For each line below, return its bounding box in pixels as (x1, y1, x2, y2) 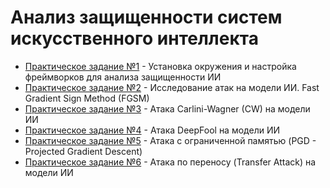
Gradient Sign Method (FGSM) (24, 92, 150, 104)
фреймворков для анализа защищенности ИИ (24, 71, 222, 83)
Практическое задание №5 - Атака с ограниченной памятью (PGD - (24, 134, 317, 146)
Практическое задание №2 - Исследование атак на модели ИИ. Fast (24, 81, 320, 93)
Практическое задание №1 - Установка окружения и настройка (24, 60, 297, 72)
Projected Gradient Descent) (24, 145, 143, 157)
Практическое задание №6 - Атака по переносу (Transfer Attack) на (24, 156, 317, 168)
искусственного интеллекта (10, 27, 259, 50)
